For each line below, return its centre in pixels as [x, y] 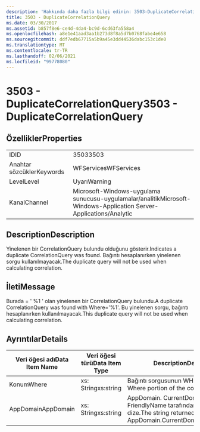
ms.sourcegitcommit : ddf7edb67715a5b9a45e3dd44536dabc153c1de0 [86, 39]
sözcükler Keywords [37, 172]
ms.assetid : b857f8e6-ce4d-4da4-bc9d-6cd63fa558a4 [70, 28]
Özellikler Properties [44, 139]
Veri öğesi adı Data [42, 359]
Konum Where [28, 384]
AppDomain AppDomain [42, 409]
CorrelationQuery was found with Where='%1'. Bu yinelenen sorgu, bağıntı [97, 307]
